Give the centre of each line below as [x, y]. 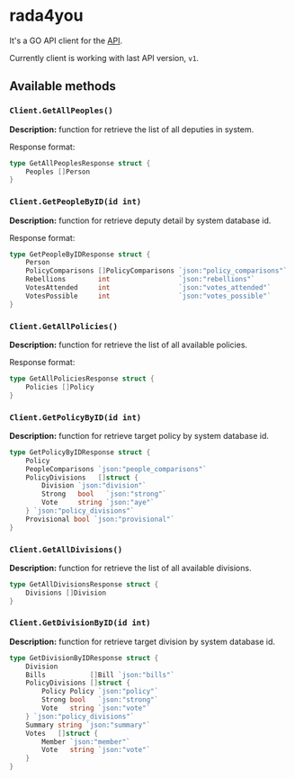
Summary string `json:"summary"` [88, 725]
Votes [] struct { [62, 733]
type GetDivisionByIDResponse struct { [84, 658]
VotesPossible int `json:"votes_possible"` [148, 296]
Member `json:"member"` [86, 742]
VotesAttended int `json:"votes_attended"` [148, 288]
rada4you [46, 16]
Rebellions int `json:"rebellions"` [140, 280]
